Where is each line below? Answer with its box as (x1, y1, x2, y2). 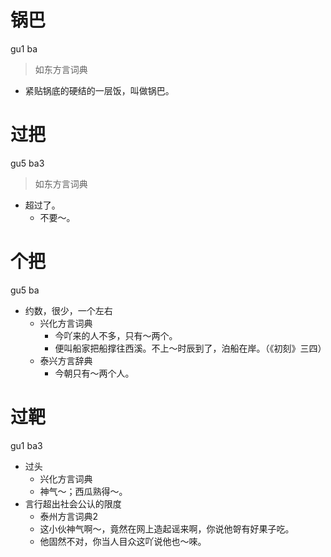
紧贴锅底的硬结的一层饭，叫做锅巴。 (24, 84, 175, 96)
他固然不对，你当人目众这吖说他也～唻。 (39, 535, 207, 547)
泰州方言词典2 (39, 510, 99, 522)
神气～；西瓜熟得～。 (39, 485, 128, 497)
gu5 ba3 (10, 157, 45, 169)
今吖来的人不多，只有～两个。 (54, 329, 178, 341)
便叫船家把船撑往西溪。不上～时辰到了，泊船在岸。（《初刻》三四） (54, 342, 327, 354)
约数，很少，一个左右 (24, 304, 113, 316)
